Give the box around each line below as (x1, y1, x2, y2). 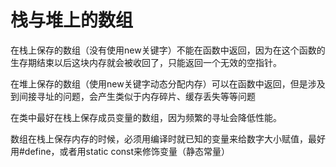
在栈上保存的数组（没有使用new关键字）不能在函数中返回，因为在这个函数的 (10, 44, 326, 56)
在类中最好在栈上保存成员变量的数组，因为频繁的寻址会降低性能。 (10, 111, 282, 123)
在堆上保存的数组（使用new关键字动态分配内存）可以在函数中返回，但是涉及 (10, 77, 326, 90)
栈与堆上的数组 (10, 9, 134, 32)
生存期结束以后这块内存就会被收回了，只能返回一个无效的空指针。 (10, 56, 282, 68)
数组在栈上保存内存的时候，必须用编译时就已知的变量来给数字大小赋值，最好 (10, 132, 326, 145)
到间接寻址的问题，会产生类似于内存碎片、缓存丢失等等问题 (10, 90, 256, 102)
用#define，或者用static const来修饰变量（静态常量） (10, 145, 231, 157)
